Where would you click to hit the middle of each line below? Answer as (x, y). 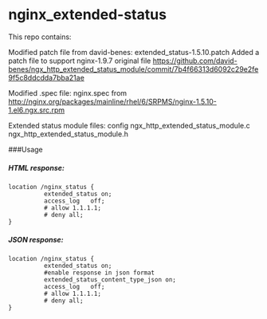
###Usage (26, 149)
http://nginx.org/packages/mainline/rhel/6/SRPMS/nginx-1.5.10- (112, 101)
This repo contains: (40, 37)
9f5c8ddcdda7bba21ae (47, 77)
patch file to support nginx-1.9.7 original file (80, 61)
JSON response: (36, 239)
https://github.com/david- (195, 61)
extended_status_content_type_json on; (110, 280)
